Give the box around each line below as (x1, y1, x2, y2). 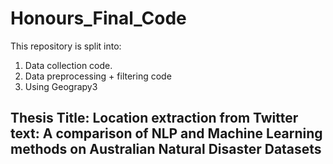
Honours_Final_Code (10, 7, 187, 30)
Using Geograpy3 (24, 80, 98, 92)
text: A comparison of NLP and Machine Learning (10, 125, 323, 142)
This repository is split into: (10, 40, 122, 52)
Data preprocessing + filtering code (24, 70, 172, 82)
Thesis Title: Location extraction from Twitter (10, 110, 299, 127)
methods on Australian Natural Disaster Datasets (10, 141, 322, 158)
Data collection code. (24, 59, 113, 71)
